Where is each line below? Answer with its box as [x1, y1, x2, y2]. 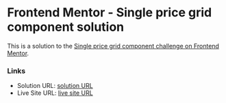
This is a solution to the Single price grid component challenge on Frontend [7, 42, 219, 50]
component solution [7, 19, 125, 35]
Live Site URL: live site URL [16, 89, 94, 97]
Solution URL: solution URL [16, 82, 94, 90]
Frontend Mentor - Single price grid [7, 5, 212, 20]
